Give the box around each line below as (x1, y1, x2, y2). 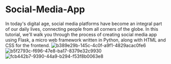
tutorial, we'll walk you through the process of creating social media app (5, 31, 157, 37)
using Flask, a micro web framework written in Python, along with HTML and (5, 37, 166, 43)
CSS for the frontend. (5, 42, 50, 48)
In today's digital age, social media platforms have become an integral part (5, 20, 162, 27)
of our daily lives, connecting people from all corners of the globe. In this (5, 26, 158, 32)
